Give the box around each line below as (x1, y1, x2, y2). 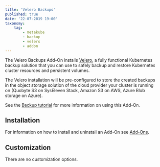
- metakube (23, 30, 45, 35)
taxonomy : (5, 21, 25, 26)
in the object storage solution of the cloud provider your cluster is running (5, 82, 154, 88)
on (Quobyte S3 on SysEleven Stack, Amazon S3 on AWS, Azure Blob (5, 87, 145, 93)
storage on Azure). (5, 93, 43, 98)
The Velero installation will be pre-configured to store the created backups (5, 77, 156, 83)
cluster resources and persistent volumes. (5, 67, 90, 73)
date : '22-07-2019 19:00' (5, 16, 58, 21)
